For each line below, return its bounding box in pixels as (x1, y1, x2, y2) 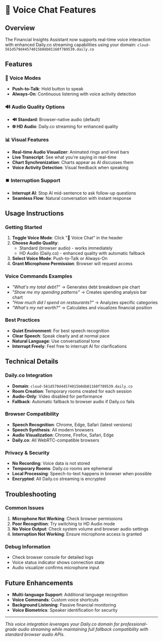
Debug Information (5, 543, 51, 550)
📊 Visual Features (5, 136, 49, 143)
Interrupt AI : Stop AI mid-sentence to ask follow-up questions (12, 190, 136, 196)
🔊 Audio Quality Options (5, 103, 65, 110)
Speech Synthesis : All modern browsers (12, 427, 94, 432)
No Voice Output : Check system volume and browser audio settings (12, 526, 149, 532)
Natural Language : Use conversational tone (12, 338, 100, 344)
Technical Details (5, 357, 59, 366)
